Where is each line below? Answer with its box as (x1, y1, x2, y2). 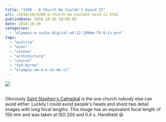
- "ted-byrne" (9, 63, 39, 68)
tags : (5, 35, 16, 40)
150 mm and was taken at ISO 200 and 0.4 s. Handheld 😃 (5, 112, 124, 118)
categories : (5, 26, 30, 31)
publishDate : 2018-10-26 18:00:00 (5, 16, 77, 21)
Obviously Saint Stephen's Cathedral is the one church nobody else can (5, 96, 153, 102)
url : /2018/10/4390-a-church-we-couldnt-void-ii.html (5, 12, 119, 17)
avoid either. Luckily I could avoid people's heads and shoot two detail (5, 101, 149, 107)
